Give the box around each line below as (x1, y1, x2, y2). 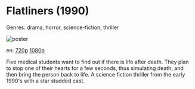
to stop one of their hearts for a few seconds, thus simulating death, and (6, 64, 184, 72)
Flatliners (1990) (6, 4, 89, 18)
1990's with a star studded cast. (6, 77, 85, 84)
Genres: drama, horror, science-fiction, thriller (6, 24, 119, 31)
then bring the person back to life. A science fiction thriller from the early (6, 71, 185, 78)
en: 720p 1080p (6, 46, 45, 54)
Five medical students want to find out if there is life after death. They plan (6, 58, 189, 65)
